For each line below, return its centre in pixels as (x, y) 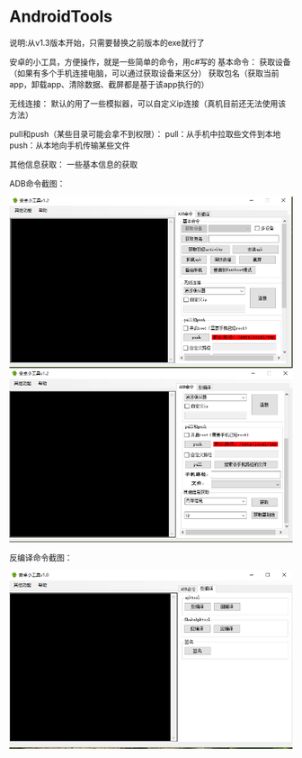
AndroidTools (61, 17)
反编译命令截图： (41, 558)
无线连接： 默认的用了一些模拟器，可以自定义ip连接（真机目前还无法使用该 (147, 103)
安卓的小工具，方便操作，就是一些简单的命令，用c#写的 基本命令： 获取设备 (150, 61)
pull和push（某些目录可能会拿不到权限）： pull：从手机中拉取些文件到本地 (145, 133)
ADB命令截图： (37, 183)
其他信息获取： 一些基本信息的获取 (73, 164)
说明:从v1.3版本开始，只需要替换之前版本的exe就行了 (107, 42)
